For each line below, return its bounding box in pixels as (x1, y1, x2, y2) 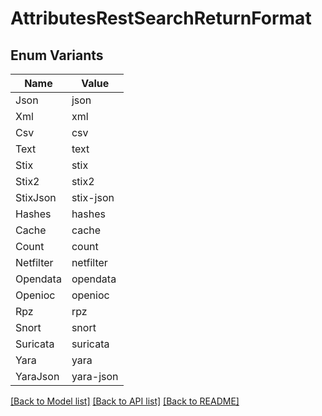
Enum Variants (10, 47, 104, 64)
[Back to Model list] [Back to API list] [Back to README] (10, 395, 240, 407)
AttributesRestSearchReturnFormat (10, 7, 312, 30)
